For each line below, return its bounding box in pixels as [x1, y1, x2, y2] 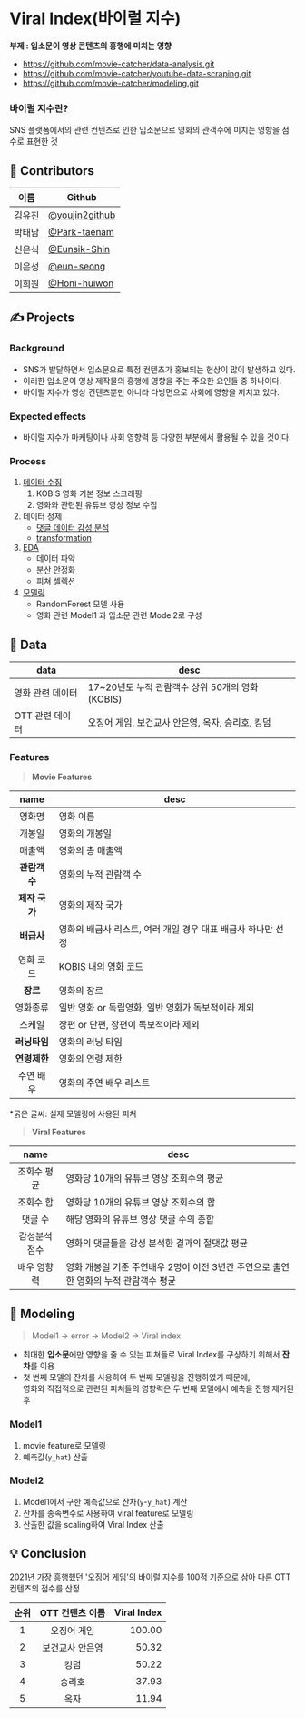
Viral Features [31, 1126, 86, 1138]
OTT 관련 [14, 709, 53, 722]
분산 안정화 [35, 564, 75, 575]
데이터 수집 [22, 477, 63, 488]
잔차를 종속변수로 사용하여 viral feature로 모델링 [22, 1508, 194, 1519]
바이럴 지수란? [9, 102, 69, 115]
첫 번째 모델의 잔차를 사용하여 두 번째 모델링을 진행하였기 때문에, [22, 1372, 251, 1383]
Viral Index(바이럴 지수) [9, 8, 182, 29]
